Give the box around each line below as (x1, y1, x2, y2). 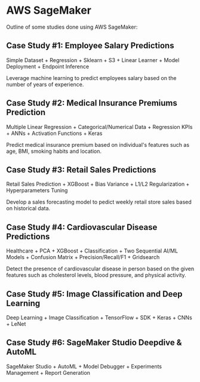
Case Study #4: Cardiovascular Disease (6, 222, 158, 232)
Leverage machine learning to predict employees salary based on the (6, 74, 177, 81)
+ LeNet (6, 321, 26, 327)
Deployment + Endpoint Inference (6, 63, 90, 70)
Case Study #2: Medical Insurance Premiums (6, 98, 178, 108)
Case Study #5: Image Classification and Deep (6, 289, 183, 299)
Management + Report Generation (6, 369, 91, 376)
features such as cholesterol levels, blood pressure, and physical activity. (6, 272, 186, 279)
